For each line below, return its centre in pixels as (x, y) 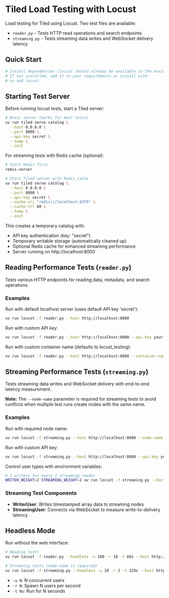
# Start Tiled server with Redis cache (47, 179)
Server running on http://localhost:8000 (54, 251)
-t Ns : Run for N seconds (39, 591)
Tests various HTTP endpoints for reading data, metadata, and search (77, 280)
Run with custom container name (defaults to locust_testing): (68, 347)
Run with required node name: (36, 428)
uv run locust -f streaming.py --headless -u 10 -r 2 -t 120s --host (80, 571)
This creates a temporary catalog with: (45, 226)
